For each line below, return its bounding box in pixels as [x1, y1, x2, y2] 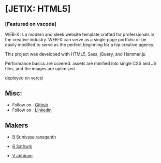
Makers [5, 121, 29, 129]
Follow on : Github [12, 102, 48, 108]
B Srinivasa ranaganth [12, 134, 57, 140]
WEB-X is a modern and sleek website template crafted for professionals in [5, 31, 155, 37]
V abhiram [12, 153, 33, 159]
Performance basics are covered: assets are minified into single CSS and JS [5, 60, 157, 66]
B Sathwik [12, 144, 32, 149]
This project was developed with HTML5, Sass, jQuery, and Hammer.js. [5, 51, 146, 57]
